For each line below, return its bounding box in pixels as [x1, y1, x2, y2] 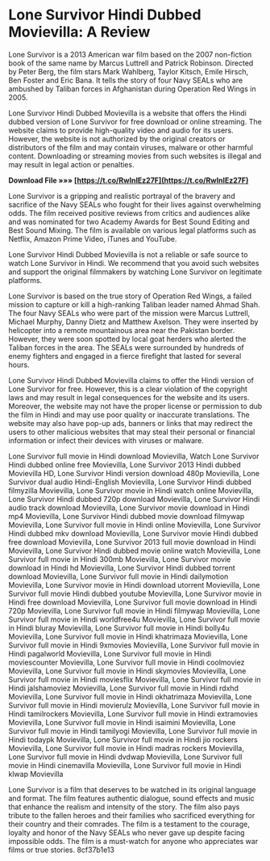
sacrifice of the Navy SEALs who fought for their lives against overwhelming [8, 200, 262, 209]
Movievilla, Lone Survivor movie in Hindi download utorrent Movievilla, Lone [8, 580, 260, 589]
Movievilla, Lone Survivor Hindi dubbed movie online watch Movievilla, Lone [8, 546, 261, 555]
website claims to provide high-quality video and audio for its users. [8, 125, 234, 135]
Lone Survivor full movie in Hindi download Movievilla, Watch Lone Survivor [8, 451, 260, 461]
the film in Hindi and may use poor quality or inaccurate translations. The [8, 410, 250, 420]
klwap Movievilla [8, 769, 64, 779]
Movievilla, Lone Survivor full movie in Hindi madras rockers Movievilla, [8, 743, 244, 753]
